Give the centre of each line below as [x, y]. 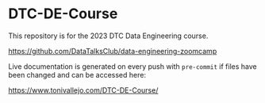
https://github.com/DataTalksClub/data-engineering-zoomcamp [113, 51]
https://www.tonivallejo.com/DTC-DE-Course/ [83, 90]
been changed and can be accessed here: [77, 74]
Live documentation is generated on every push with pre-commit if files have [133, 66]
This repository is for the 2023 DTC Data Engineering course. [108, 36]
